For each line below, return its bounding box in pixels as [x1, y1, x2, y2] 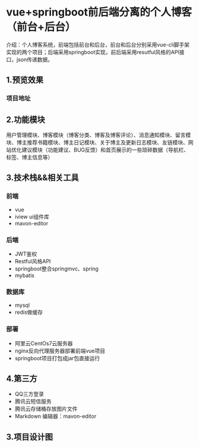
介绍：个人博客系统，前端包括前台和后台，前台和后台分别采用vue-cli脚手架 [6, 41, 190, 48]
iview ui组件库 [14, 213, 49, 220]
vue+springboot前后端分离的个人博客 [6, 5, 192, 19]
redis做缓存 [14, 309, 43, 316]
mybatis [14, 272, 34, 279]
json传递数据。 [16, 56, 53, 63]
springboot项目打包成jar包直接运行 [14, 354, 100, 361]
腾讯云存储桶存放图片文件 [14, 405, 78, 413]
